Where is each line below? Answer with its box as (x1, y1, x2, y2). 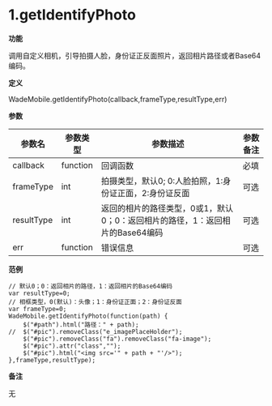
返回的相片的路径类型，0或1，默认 (100, 203, 234, 214)
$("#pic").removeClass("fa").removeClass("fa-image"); (23, 335, 212, 343)
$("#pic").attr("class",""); (23, 342, 121, 350)
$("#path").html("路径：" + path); (23, 320, 139, 329)
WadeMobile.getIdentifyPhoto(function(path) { (8, 312, 168, 320)
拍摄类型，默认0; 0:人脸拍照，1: (100, 175, 223, 186)
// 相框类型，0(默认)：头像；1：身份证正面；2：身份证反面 (8, 297, 182, 306)
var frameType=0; (8, 305, 67, 313)
